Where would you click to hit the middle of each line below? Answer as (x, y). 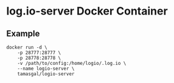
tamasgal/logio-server (46, 74)
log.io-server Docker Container (87, 11)
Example (23, 34)
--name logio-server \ (46, 68)
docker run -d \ (27, 47)
